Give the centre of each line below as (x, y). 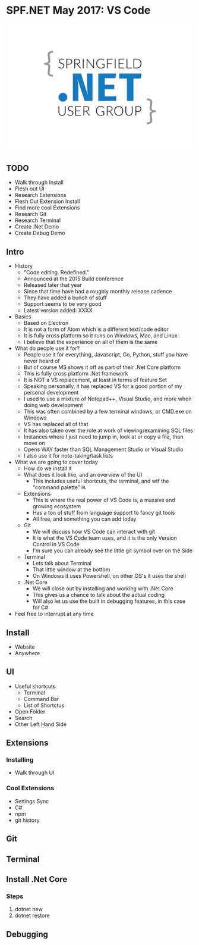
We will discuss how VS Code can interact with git (94, 532)
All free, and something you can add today (84, 519)
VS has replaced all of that (56, 424)
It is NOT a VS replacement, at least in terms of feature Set (95, 380)
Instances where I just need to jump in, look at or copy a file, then (104, 437)
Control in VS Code (56, 545)
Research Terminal (38, 220)
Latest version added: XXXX (58, 311)
